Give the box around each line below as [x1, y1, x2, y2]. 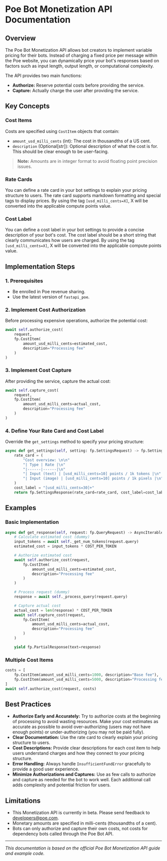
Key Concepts [5, 102, 50, 111]
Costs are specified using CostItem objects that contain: [5, 128, 120, 134]
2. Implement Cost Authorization [5, 306, 86, 313]
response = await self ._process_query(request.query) [14, 594, 128, 600]
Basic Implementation [5, 519, 59, 526]
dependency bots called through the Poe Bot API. [12, 831, 114, 837]
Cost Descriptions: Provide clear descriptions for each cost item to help [12, 745, 161, 751]
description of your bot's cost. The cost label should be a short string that [5, 232, 157, 238]
